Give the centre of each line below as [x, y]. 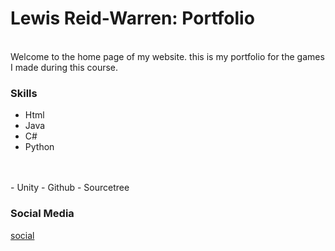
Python [39, 147]
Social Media [42, 214]
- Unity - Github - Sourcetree [70, 188]
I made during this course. [64, 67]
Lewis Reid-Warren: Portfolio [132, 18]
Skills [24, 93]
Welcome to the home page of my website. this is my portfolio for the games [167, 56]
